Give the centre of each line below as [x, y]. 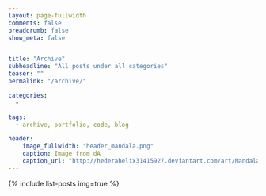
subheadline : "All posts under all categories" [88, 67]
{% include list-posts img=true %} [64, 183]
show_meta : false [37, 38]
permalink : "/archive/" [47, 81]
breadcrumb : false [38, 30]
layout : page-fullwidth [47, 15]
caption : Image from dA [62, 154]
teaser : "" [26, 74]
